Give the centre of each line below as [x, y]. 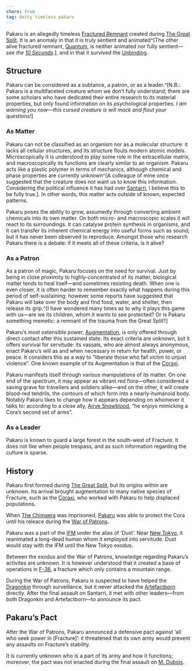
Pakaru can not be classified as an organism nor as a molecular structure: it [97, 144]
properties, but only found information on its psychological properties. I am [97, 104]
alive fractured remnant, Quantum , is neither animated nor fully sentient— [95, 46]
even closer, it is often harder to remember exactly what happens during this [98, 289]
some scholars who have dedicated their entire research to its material [91, 97]
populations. [21, 504]
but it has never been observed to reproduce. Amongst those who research [97, 237]
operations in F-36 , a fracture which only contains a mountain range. [89, 569]
